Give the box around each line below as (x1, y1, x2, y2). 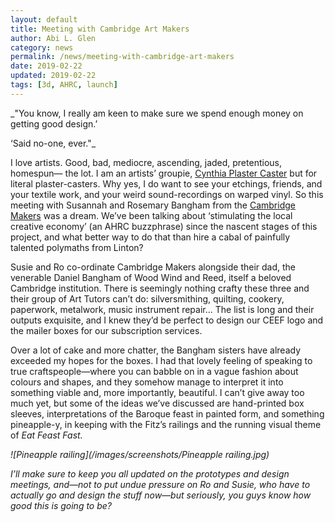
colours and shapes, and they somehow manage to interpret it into (10, 376, 284, 388)
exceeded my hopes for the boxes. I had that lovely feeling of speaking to (10, 354, 313, 366)
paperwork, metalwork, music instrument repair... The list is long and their (10, 303, 315, 315)
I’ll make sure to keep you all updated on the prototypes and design (10, 467, 290, 480)
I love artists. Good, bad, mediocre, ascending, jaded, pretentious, (10, 156, 282, 168)
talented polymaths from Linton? (10, 241, 144, 253)
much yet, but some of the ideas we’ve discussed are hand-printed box (10, 397, 305, 409)
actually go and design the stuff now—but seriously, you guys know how (10, 489, 312, 501)
